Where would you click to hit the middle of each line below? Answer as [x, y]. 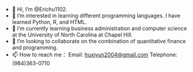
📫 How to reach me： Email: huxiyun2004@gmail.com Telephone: [94, 55]
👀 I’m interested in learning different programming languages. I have [96, 16]
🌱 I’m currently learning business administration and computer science [100, 28]
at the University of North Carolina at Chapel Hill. [72, 35]
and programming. [35, 47]
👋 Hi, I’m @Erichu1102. [40, 9]
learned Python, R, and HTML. [49, 22]
